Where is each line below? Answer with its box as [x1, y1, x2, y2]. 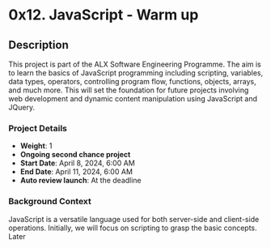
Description [8, 38, 69, 52]
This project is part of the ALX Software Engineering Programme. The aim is [8, 59, 261, 69]
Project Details [8, 122, 67, 134]
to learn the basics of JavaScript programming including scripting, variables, [8, 68, 264, 78]
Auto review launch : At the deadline [19, 176, 142, 186]
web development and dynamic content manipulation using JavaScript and [8, 94, 257, 103]
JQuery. [8, 103, 35, 112]
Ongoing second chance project [19, 150, 131, 160]
